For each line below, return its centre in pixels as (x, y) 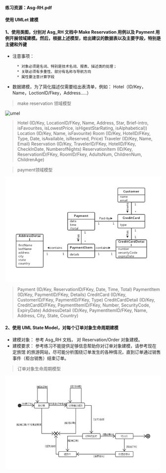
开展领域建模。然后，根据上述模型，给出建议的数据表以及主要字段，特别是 (85, 38)
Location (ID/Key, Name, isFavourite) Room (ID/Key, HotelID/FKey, (84, 133)
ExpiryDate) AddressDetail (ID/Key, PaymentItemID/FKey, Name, (82, 310)
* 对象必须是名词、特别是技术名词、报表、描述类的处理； (67, 67)
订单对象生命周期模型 (39, 369)
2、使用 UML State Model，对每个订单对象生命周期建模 (62, 327)
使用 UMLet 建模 (22, 20)
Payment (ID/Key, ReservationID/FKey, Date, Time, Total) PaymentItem (89, 290)
